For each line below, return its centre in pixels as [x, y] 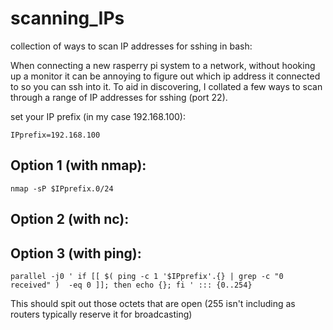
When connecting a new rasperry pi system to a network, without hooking [163, 65]
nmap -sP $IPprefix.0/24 [62, 188]
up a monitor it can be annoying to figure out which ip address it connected [165, 76]
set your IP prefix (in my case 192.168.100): [98, 116]
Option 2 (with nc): [70, 219]
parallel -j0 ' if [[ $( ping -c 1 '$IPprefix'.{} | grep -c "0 [147, 276]
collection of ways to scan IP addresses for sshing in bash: [131, 46]
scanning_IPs [67, 18]
